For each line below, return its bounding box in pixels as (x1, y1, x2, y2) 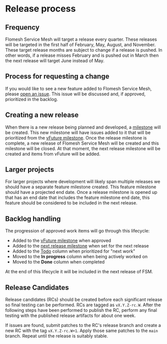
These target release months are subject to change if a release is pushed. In (5, 47, 162, 53)
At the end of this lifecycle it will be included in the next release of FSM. (5, 269, 153, 275)
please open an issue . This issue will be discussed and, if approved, (5, 91, 146, 97)
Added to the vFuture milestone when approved (12, 238, 111, 244)
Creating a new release (5, 111, 79, 120)
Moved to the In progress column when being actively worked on (12, 254, 148, 260)
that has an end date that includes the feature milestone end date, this (5, 194, 150, 201)
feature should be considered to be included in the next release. (5, 200, 138, 206)
